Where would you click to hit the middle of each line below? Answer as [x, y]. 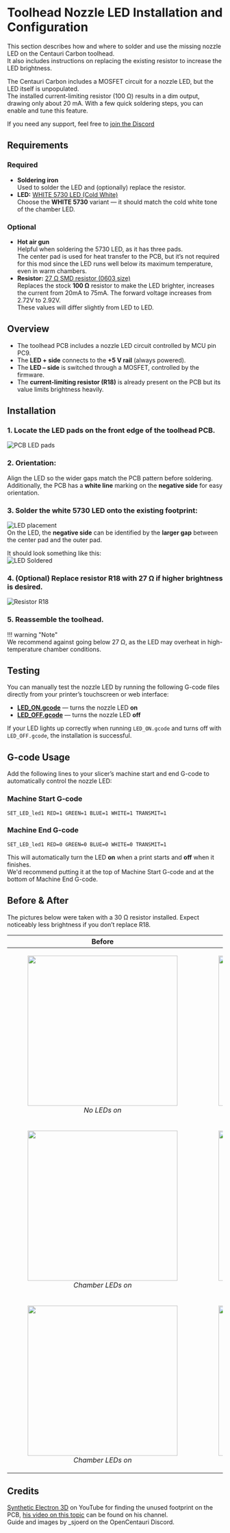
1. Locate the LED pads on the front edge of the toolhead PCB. [111, 430]
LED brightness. [30, 68]
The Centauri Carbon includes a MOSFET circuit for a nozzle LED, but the [110, 81]
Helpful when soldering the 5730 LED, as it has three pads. [100, 249]
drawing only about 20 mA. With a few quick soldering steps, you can [105, 103]
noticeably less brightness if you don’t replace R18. [79, 924]
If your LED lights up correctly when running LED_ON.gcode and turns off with [114, 728]
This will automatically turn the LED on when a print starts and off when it [111, 857]
